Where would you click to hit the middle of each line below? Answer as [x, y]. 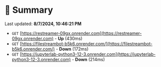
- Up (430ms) [68, 38]
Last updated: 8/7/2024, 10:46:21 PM [43, 24]
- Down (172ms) [72, 49]
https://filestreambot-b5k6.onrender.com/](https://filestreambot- [87, 43]
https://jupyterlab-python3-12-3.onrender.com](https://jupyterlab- [89, 54]
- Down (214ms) [88, 59]
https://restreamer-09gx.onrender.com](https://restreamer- [82, 33]
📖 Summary [29, 10]
